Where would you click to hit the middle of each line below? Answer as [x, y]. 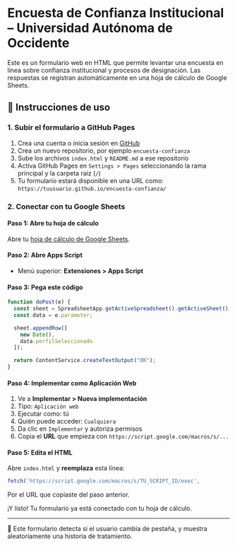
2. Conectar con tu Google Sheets [66, 207]
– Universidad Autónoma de [90, 28]
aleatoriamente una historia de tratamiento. [70, 536]
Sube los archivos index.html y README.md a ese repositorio [103, 158]
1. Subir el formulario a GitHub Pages [71, 127]
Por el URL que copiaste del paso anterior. [69, 495]
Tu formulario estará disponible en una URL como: [90, 180]
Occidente [38, 43]
